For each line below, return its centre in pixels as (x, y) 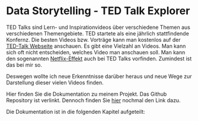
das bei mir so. (24, 65)
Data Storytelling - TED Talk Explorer (98, 11)
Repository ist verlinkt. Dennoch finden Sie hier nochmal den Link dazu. (93, 100)
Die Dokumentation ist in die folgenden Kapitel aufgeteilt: (76, 112)
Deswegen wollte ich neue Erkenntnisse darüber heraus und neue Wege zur (99, 76)
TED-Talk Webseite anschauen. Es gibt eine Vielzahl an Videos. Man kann (96, 46)
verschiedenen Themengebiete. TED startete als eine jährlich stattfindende (98, 33)
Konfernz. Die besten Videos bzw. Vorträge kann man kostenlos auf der (93, 40)
